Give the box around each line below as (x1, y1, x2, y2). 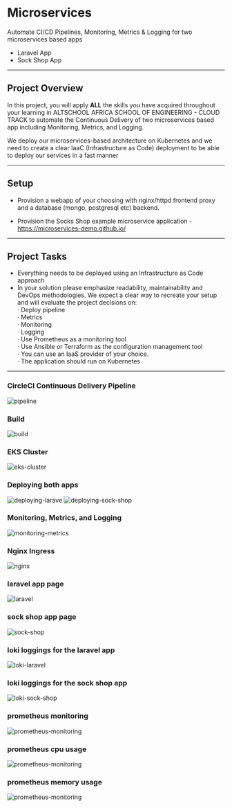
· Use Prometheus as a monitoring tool (17, 335, 126, 343)
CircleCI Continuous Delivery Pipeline (7, 381, 136, 390)
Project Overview (7, 82, 84, 94)
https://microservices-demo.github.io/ (17, 224, 126, 233)
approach (17, 276, 45, 285)
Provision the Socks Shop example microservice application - (17, 217, 193, 225)
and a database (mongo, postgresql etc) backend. (17, 203, 160, 212)
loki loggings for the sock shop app (7, 678, 128, 688)
